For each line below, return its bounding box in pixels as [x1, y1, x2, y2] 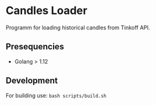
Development [5, 76, 58, 86]
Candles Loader [5, 4, 88, 18]
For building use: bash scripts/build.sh [5, 92, 107, 99]
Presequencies [5, 42, 65, 52]
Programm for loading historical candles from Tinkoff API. [5, 24, 151, 31]
